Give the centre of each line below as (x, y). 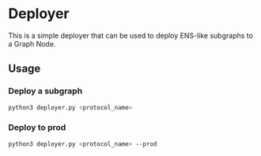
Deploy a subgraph (45, 91)
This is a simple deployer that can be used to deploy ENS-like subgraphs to (130, 35)
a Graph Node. (32, 43)
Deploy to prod (37, 128)
